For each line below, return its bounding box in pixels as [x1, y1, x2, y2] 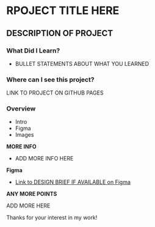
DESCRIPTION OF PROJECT [6, 28, 114, 38]
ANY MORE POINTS [6, 190, 57, 198]
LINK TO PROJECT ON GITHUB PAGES [6, 89, 104, 96]
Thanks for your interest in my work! [6, 214, 98, 222]
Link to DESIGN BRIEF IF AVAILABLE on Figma [15, 178, 131, 186]
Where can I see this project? [6, 75, 95, 84]
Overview [6, 104, 36, 113]
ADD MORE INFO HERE [15, 155, 74, 162]
